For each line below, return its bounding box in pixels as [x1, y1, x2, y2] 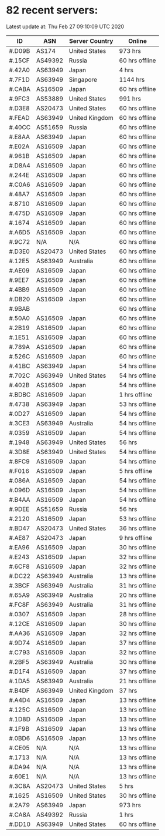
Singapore [68, 75, 98, 83]
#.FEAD [9, 113, 30, 122]
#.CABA [9, 85, 31, 93]
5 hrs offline [119, 466, 153, 475]
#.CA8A [9, 810, 31, 818]
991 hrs [119, 95, 142, 103]
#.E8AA [9, 133, 30, 141]
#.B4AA [9, 495, 30, 503]
